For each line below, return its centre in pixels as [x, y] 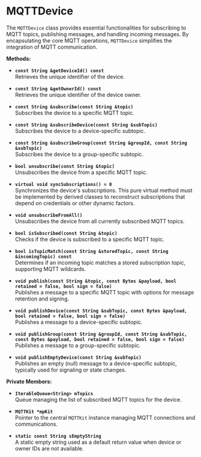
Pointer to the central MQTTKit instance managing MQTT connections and [105, 417]
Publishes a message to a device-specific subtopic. [79, 322]
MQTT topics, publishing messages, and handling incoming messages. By [97, 34]
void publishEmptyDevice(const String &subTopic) [78, 357]
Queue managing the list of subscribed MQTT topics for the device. [98, 399]
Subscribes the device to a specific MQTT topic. [75, 113]
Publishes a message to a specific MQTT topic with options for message [104, 292]
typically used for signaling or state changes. [70, 370]
